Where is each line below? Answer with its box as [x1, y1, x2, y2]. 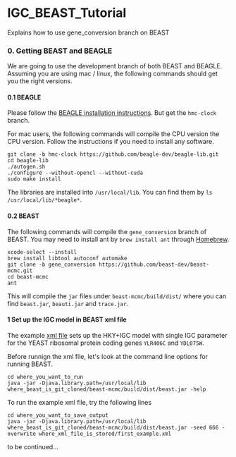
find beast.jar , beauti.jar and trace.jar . [7, 299, 129, 307]
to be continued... [7, 442, 58, 451]
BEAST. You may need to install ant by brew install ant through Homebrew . [7, 235, 230, 243]
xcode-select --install [7, 248, 77, 255]
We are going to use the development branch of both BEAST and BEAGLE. [7, 62, 223, 71]
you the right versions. [7, 77, 73, 85]
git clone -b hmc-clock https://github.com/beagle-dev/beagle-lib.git [7, 151, 219, 158]
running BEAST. [7, 360, 54, 368]
